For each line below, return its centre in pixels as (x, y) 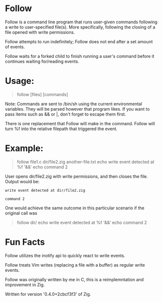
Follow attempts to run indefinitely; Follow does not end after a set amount (79, 41)
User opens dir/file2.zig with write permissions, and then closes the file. (77, 176)
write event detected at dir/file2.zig (45, 190)
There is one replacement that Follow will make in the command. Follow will (80, 123)
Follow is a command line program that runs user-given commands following (81, 22)
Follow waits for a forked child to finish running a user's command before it (80, 56)
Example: (24, 148)
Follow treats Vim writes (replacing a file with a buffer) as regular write (75, 265)
